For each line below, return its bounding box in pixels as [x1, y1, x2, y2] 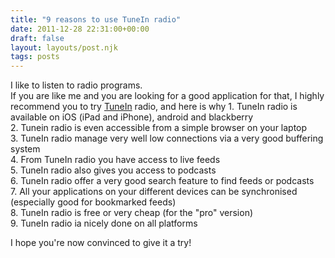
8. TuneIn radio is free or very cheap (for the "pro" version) [10, 207, 254, 219]
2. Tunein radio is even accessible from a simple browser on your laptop [10, 122, 308, 134]
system [10, 143, 41, 155]
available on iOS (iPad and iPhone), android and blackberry [10, 111, 254, 123]
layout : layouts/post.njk [10, 42, 118, 53]
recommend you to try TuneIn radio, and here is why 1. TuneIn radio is [10, 101, 298, 113]
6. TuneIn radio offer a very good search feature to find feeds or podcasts [10, 175, 315, 187]
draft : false [10, 33, 65, 43]
